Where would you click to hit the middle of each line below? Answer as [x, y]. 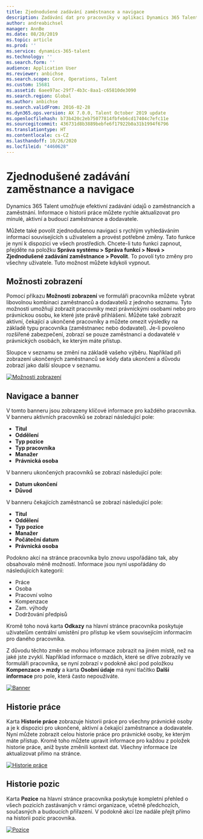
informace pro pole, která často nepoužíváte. [63, 676]
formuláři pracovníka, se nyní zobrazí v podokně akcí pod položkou [90, 663]
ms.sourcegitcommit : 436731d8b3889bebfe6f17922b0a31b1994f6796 [88, 124]
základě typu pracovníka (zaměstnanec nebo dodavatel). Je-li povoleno [96, 328]
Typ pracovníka [35, 448]
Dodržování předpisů [41, 614]
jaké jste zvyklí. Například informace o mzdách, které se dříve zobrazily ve [99, 657]
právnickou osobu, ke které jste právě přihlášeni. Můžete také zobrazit [94, 315]
